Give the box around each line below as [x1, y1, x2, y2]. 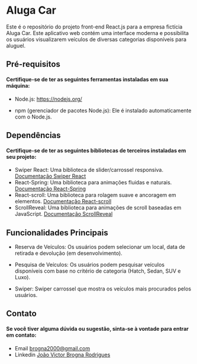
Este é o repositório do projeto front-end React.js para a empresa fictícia [6, 23, 183, 30]
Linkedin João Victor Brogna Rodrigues [14, 351, 111, 358]
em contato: [6, 331, 37, 339]
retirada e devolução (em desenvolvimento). [14, 250, 122, 257]
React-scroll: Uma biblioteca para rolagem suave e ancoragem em [14, 191, 176, 199]
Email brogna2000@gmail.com [14, 344, 91, 352]
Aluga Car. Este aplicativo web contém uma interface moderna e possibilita [6, 29, 189, 36]
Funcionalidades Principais [6, 228, 108, 238]
